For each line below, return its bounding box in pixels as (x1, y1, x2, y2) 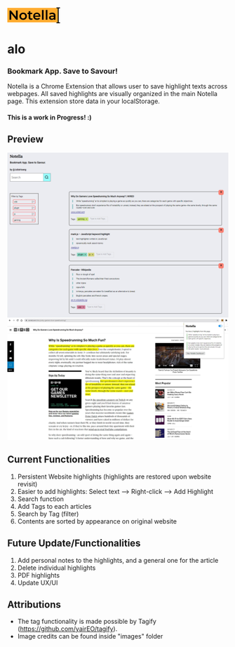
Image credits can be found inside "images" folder (17, 632, 163, 641)
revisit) (17, 479, 38, 488)
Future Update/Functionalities (7, 538, 141, 549)
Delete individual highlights (17, 563, 96, 572)
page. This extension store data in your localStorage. (7, 97, 160, 105)
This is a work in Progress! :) (7, 113, 93, 122)
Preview (7, 133, 44, 145)
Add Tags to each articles (17, 502, 92, 510)
